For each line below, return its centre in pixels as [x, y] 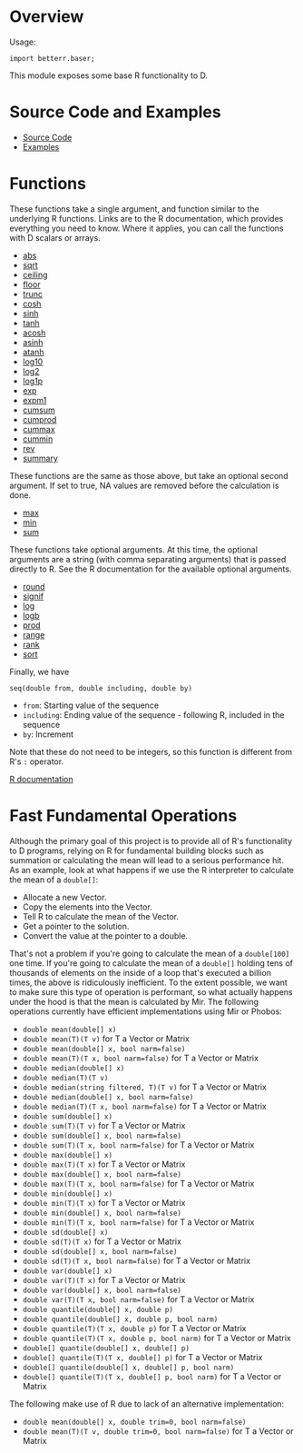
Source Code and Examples [115, 112]
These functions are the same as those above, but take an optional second [149, 475]
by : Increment [48, 734]
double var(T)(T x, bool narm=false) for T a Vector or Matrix [138, 1299]
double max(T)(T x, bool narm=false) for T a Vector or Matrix [138, 1183]
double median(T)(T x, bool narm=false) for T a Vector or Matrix [145, 1106]
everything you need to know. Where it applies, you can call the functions [147, 228]
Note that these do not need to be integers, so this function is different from [151, 751]
